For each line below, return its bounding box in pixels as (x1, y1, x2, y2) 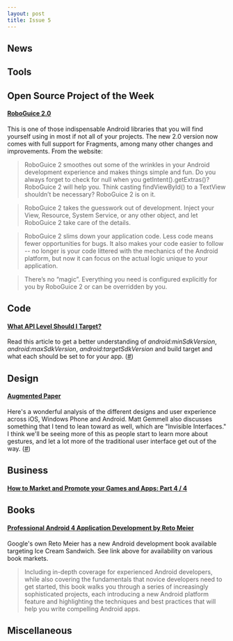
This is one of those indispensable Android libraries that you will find (7, 125, 204, 133)
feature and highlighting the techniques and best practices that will (24, 597, 216, 605)
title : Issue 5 (7, 17, 51, 24)
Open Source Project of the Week (7, 90, 154, 102)
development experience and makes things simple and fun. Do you (24, 168, 216, 176)
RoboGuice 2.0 (7, 109, 51, 118)
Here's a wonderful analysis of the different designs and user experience (7, 408, 217, 416)
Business (7, 465, 49, 477)
